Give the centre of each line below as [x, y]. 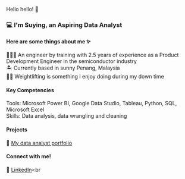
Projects [17, 129]
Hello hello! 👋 [22, 9]
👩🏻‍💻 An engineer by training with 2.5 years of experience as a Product [93, 55]
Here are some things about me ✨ [48, 41]
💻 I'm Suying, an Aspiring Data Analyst [64, 25]
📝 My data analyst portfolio [39, 143]
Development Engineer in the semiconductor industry [71, 61]
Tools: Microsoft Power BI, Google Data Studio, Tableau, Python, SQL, [92, 103]
